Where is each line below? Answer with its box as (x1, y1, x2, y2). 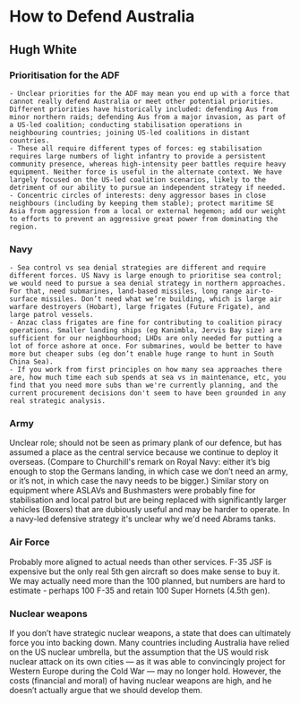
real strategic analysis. (9, 397, 106, 406)
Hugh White (9, 42, 78, 57)
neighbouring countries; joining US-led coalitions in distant (9, 128, 251, 137)
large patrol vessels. (9, 311, 94, 320)
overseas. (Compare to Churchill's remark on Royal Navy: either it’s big (9, 457, 270, 468)
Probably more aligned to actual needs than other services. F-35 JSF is (9, 556, 272, 567)
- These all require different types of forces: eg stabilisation (9, 143, 262, 153)
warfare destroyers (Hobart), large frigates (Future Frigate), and (9, 303, 270, 312)
